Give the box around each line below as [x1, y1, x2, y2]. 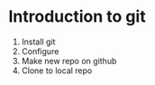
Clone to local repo [21, 65, 93, 76]
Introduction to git [8, 6, 146, 27]
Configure [21, 45, 59, 56]
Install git [21, 36, 56, 47]
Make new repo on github [21, 55, 117, 66]
